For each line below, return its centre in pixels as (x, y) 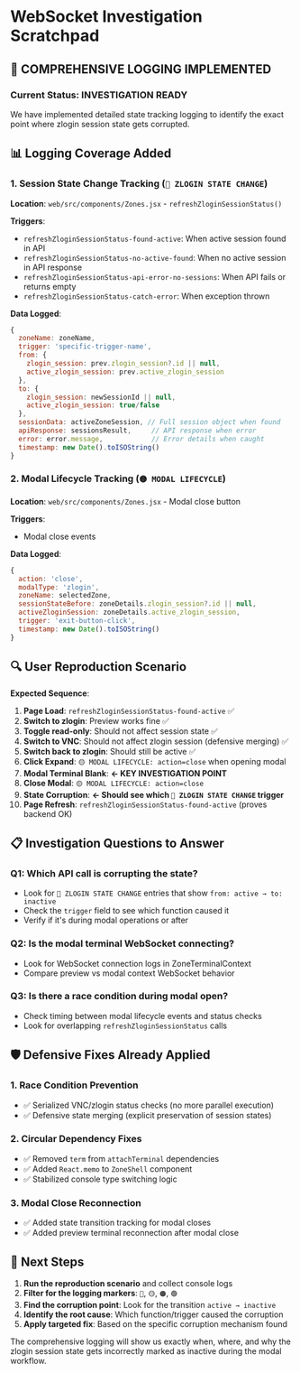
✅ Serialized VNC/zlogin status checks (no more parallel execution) (148, 1105)
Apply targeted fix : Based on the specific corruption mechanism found (155, 1323)
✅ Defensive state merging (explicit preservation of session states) (147, 1115)
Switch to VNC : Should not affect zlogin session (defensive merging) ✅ (156, 741)
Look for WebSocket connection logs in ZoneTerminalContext (137, 963)
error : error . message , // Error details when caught (141, 439)
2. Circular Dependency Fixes (76, 1139)
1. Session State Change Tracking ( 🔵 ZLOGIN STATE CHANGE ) (139, 184)
